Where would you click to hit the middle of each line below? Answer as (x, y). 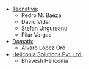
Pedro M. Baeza (41, 15)
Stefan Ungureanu (44, 28)
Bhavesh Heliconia (44, 61)
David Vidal (35, 22)
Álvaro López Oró (43, 48)
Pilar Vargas (36, 35)
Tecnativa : (25, 9)
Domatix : (23, 41)
